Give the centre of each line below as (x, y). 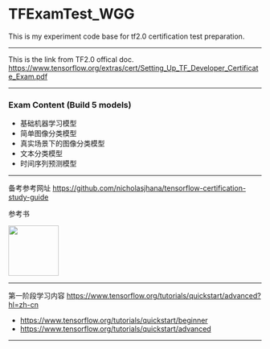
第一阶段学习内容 (37, 296)
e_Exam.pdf (28, 76)
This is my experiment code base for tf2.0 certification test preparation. (127, 36)
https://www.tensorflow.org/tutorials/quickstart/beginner (114, 320)
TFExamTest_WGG (72, 14)
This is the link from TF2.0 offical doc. (71, 59)
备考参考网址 (29, 188)
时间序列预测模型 (48, 164)
